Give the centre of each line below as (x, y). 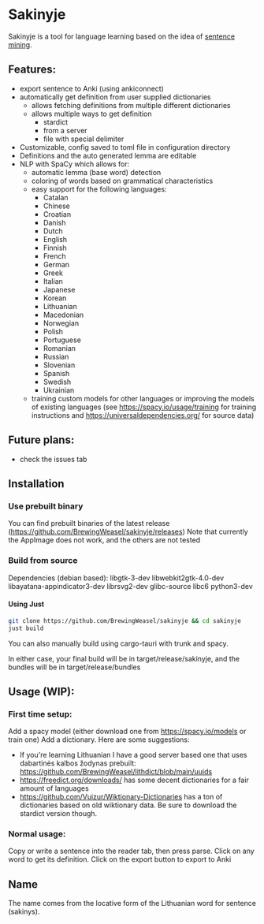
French (54, 256)
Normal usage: (37, 834)
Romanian (59, 348)
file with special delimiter (84, 139)
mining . (20, 44)
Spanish (56, 373)
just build (26, 628)
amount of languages (54, 788)
